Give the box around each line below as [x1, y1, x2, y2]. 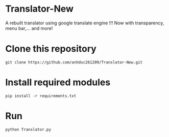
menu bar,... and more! [5, 25, 53, 31]
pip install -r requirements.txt [5, 93, 77, 98]
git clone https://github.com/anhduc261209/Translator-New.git [5, 59, 143, 65]
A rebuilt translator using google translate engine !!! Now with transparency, [5, 20, 164, 26]
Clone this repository [5, 43, 97, 55]
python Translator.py [5, 127, 52, 132]
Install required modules [5, 77, 111, 88]
